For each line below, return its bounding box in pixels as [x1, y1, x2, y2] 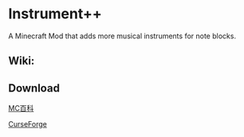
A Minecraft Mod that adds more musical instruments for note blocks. [8, 31, 237, 41]
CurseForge [8, 119, 48, 129]
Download [8, 81, 60, 95]
